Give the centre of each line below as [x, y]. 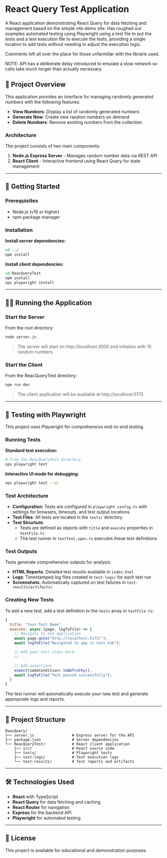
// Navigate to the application [47, 634]
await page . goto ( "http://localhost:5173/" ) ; [61, 638]
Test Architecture [27, 496]
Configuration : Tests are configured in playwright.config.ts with [80, 507]
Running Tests [23, 439]
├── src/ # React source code [64, 748]
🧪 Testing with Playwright [45, 415]
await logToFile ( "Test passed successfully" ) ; [63, 675]
